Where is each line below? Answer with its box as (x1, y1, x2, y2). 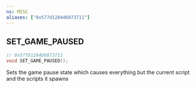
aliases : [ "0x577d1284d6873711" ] (6, 14, 90, 20)
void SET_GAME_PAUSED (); (6, 58, 69, 64)
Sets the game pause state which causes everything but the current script (6, 69, 190, 76)
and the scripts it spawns (6, 75, 69, 83)
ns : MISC (6, 8, 28, 15)
